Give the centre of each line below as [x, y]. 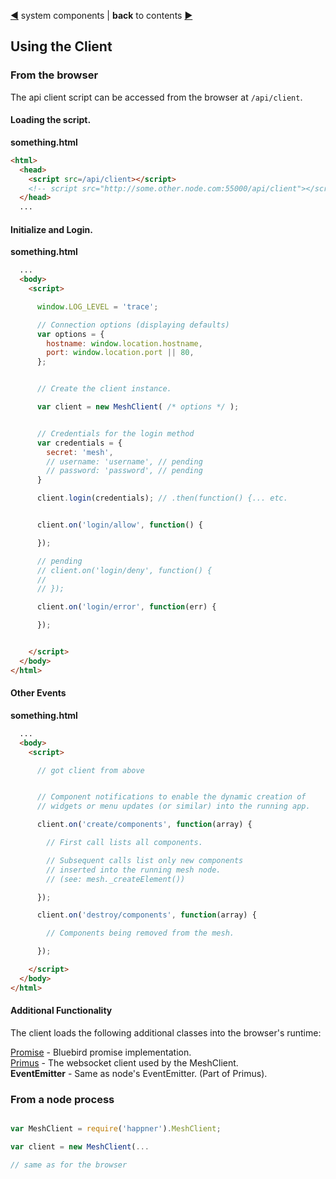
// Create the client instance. [104, 389]
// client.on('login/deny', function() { [124, 570]
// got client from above [90, 770]
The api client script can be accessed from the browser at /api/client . [156, 97]
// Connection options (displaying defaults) [133, 325]
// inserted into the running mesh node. [134, 870]
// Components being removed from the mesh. [140, 933]
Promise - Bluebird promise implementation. [101, 1052]
